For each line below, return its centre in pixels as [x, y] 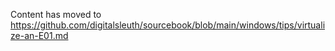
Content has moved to [56, 14]
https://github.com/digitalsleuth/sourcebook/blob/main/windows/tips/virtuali [168, 25]
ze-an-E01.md [39, 35]
